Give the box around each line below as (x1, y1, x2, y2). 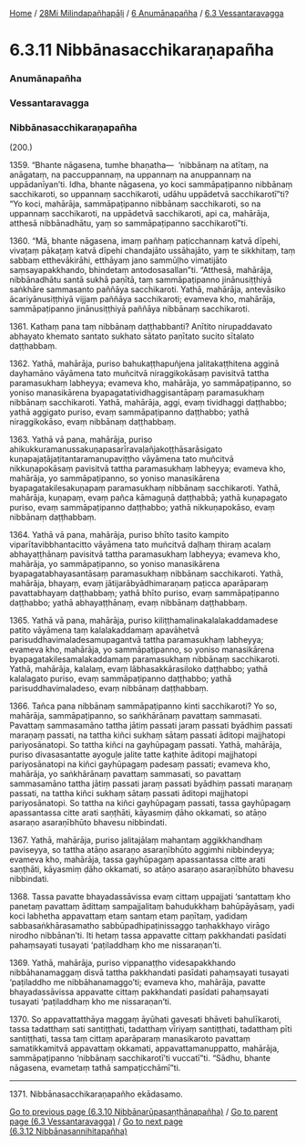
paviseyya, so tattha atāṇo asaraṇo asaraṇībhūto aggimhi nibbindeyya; (9, 845, 275, 856)
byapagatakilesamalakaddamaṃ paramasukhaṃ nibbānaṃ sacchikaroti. (9, 654, 280, 665)
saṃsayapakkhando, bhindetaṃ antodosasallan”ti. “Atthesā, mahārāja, (9, 265, 273, 276)
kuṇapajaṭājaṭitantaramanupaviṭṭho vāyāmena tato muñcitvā (9, 454, 234, 465)
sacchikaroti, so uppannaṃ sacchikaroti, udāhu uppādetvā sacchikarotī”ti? (9, 189, 290, 200)
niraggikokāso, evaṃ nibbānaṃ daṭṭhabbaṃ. (9, 416, 177, 427)
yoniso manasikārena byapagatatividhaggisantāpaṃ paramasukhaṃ (9, 387, 265, 398)
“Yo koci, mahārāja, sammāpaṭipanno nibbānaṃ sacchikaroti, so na (9, 198, 261, 209)
